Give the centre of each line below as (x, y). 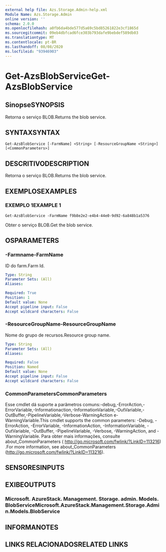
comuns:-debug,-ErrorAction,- (114, 405)
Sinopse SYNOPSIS (35, 105)
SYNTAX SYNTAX (33, 132)
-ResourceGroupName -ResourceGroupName (61, 324)
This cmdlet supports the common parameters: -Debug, (97, 421)
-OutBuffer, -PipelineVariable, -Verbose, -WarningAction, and (94, 431)
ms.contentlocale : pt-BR (31, 42)
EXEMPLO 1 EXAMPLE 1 (33, 206)
